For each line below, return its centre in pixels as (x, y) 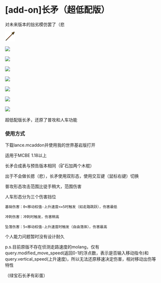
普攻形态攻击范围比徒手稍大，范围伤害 (43, 186)
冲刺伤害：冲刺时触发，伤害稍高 (32, 217)
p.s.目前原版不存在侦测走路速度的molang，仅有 (52, 247)
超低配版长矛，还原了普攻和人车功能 (41, 120)
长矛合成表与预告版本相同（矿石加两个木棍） (50, 166)
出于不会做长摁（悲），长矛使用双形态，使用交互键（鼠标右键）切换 (72, 176)
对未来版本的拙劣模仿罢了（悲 (35, 24)
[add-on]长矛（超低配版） (57, 10)
